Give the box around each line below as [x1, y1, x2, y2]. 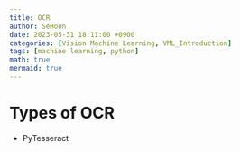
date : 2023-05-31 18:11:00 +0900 [9, 30, 135, 39]
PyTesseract [22, 132, 69, 143]
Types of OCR [9, 103, 115, 123]
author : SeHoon [9, 22, 67, 31]
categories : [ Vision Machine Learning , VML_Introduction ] [9, 38, 232, 48]
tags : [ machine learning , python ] [9, 47, 140, 56]
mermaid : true [9, 64, 63, 73]
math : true [9, 55, 51, 64]
